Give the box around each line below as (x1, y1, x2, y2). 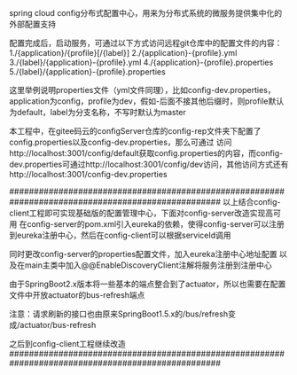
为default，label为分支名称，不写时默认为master (9, 107, 186, 117)
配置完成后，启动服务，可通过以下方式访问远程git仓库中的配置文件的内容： (9, 38, 283, 48)
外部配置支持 (9, 19, 56, 29)
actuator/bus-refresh (20, 320, 97, 330)
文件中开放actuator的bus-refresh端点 (9, 290, 145, 300)
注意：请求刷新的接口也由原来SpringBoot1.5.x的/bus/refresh (9, 309, 229, 319)
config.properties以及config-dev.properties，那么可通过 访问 (9, 137, 232, 147)
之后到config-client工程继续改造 (9, 339, 127, 348)
